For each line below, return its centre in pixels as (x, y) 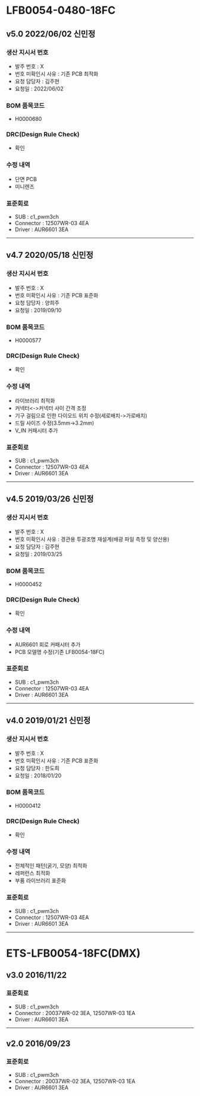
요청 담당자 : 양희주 (37, 303)
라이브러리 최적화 (35, 400)
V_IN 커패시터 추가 (36, 430)
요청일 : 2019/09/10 (38, 310)
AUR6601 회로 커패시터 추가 (48, 644)
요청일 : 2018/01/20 (38, 776)
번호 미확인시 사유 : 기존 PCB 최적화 (57, 74)
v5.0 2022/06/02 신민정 (51, 34)
